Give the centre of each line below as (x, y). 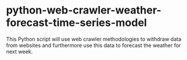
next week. (19, 51)
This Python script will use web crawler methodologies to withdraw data (94, 39)
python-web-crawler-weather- (84, 10)
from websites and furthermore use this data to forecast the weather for (93, 45)
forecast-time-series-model (77, 23)
